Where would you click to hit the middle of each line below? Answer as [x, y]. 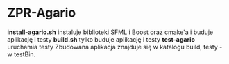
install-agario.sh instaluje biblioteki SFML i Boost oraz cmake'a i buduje [110, 32]
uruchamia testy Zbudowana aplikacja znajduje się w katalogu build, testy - [115, 47]
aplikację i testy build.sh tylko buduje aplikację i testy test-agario [101, 39]
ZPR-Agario [42, 13]
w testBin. [22, 54]
